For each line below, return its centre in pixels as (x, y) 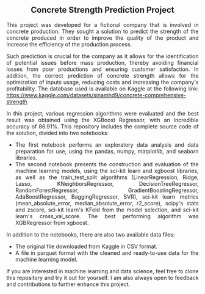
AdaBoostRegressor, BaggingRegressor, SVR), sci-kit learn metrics (107, 197)
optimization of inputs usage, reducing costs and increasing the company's (103, 82)
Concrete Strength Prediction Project (102, 10)
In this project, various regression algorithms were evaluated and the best (103, 113)
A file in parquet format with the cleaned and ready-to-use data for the (107, 252)
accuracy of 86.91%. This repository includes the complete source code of (103, 126)
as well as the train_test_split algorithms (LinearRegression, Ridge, (107, 177)
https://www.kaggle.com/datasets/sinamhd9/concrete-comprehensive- (96, 95)
